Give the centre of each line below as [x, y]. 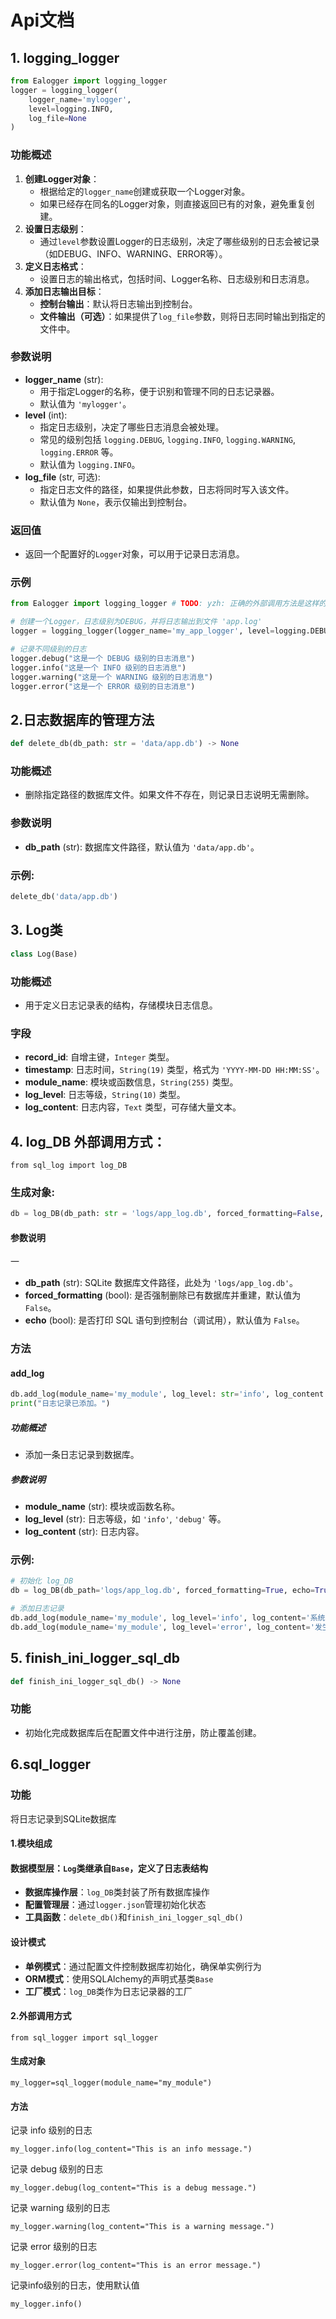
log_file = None [57, 118]
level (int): [46, 415]
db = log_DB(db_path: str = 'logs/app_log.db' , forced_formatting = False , [167, 1214]
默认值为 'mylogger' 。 [85, 403]
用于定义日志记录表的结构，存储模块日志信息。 [121, 1005]
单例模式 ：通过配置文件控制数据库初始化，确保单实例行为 [143, 1966]
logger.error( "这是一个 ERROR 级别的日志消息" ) [103, 686]
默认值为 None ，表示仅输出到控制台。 [116, 502]
